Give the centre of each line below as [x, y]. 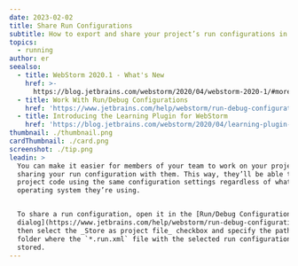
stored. [31, 247]
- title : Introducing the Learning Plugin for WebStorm [122, 116]
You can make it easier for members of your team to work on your [142, 166]
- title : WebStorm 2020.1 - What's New [91, 75]
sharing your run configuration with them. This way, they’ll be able [150, 174]
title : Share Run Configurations [71, 26]
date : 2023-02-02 [41, 17]
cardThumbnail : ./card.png [59, 141]
